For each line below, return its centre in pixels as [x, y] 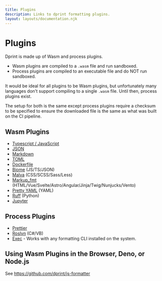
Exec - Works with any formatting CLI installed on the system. [74, 238]
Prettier [20, 228]
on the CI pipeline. [23, 116]
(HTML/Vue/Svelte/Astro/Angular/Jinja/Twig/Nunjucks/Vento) [74, 185]
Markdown [23, 154]
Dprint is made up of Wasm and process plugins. [54, 56]
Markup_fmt [24, 180]
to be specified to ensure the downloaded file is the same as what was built [81, 111]
